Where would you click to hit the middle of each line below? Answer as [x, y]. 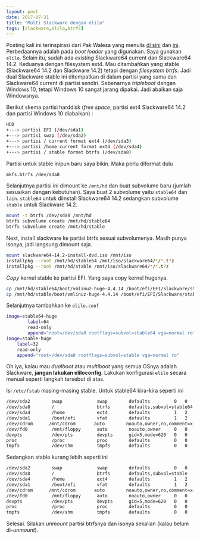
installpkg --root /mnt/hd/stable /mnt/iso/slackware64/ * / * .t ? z [87, 266]
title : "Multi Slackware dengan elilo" [56, 23]
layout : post [22, 12]
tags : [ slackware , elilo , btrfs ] [45, 28]
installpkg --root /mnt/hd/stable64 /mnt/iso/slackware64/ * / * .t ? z [90, 261]
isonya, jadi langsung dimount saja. [49, 244]
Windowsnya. [23, 96]
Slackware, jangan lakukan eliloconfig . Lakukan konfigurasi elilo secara [96, 373]
